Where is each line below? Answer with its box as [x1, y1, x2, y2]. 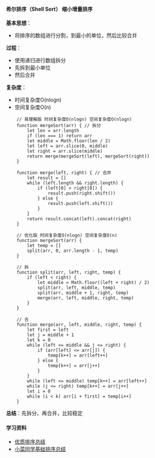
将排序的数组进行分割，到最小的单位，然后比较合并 [14, 32, 138, 39]
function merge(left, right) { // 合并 [16, 170, 112, 176]
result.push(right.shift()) [47, 190, 116, 196]
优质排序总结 [14, 438, 45, 445]
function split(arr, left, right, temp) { [16, 269, 121, 275]
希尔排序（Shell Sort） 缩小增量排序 [6, 5, 93, 12]
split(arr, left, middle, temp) [37, 285, 116, 291]
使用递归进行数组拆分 [14, 57, 66, 64]
